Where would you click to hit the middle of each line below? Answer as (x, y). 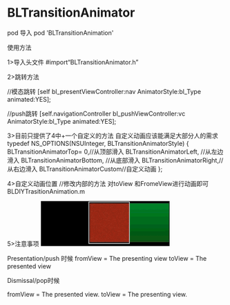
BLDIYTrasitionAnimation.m (46, 191)
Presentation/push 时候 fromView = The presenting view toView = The (107, 258)
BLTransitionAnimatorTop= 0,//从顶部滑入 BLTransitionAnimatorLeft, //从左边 (115, 151)
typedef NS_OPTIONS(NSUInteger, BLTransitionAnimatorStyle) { (98, 143)
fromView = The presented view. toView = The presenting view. (97, 294)
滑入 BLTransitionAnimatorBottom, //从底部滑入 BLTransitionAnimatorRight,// (115, 160)
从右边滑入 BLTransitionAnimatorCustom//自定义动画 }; (85, 169)
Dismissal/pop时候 (33, 280)
